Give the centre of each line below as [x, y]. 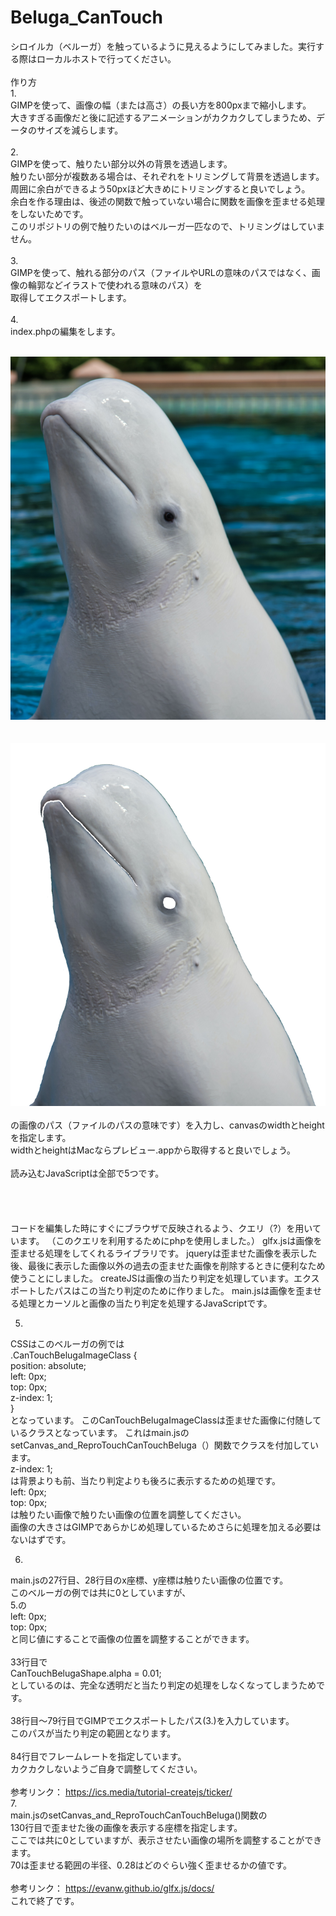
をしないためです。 [49, 213]
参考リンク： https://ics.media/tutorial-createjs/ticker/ [121, 1792]
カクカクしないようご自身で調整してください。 [106, 1768]
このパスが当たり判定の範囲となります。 [93, 1733]
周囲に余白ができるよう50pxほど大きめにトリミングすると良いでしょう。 [160, 188]
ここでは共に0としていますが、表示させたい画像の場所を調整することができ [166, 1840]
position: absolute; [48, 1365]
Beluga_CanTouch [86, 17]
